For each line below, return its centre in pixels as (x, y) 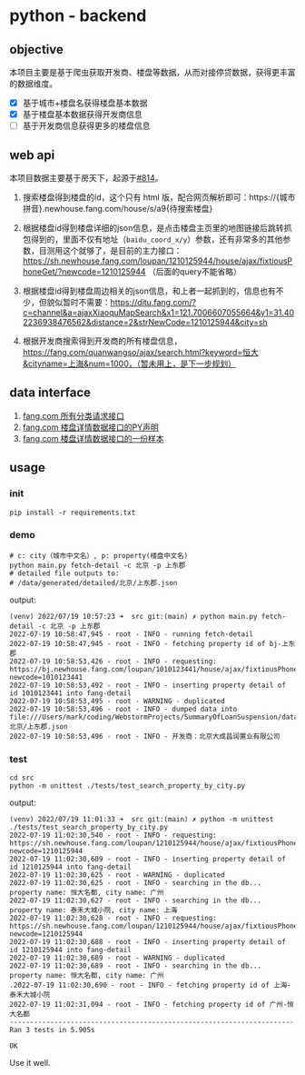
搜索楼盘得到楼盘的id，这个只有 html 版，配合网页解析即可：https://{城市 (159, 197)
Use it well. (30, 1063)
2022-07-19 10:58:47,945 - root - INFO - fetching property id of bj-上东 (152, 643)
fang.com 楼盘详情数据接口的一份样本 (93, 438)
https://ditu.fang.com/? (153, 302)
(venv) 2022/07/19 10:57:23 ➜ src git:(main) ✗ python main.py (133, 616)
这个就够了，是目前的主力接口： (122, 250)
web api (32, 155)
